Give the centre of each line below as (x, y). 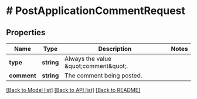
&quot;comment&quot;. (96, 66)
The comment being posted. (103, 76)
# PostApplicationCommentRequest (96, 11)
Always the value (88, 59)
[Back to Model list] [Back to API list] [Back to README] (73, 90)
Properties (26, 33)
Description (115, 49)
